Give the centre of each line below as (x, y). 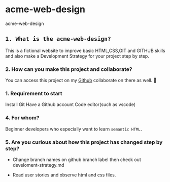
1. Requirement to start (34, 93)
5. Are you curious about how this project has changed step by (84, 142)
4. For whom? (22, 118)
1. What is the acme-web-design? (58, 39)
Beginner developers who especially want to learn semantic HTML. (74, 129)
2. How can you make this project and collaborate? (69, 69)
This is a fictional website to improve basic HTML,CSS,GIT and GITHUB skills (85, 50)
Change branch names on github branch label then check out (77, 160)
